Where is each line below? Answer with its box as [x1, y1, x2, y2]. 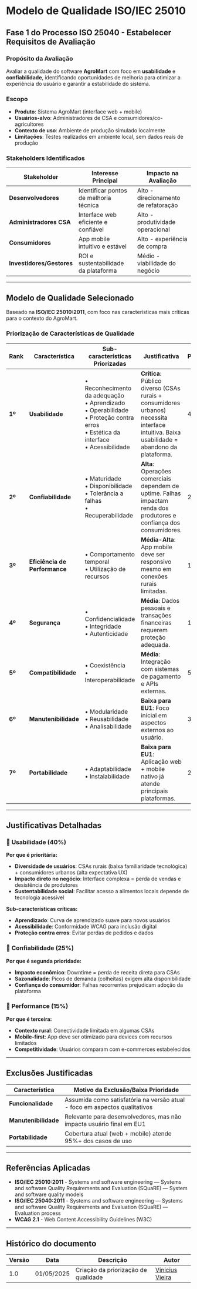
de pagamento [140, 672, 181, 680]
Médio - [137, 252, 160, 260]
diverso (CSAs [140, 384, 181, 392]
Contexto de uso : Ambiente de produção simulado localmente [14, 127, 165, 134]
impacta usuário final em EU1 [64, 1120, 146, 1128]
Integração [140, 657, 171, 666]
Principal [92, 176, 118, 185]
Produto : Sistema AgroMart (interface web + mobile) [14, 108, 142, 115]
